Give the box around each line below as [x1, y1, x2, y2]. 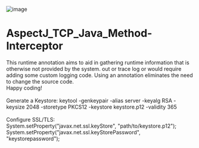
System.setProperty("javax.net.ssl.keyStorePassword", [6, 128, 141, 135]
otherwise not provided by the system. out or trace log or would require [6, 65, 182, 72]
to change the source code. [6, 78, 74, 85]
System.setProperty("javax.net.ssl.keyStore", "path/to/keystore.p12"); [6, 122, 177, 129]
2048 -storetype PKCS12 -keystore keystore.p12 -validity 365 [26, 103, 177, 110]
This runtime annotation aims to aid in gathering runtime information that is [6, 58, 189, 66]
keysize [6, 103, 25, 110]
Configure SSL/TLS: [6, 116, 55, 123]
